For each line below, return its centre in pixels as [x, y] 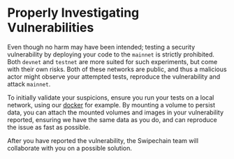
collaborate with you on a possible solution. [70, 148]
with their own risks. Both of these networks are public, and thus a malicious [117, 69]
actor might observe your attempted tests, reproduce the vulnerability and [114, 76]
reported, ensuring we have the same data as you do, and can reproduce [112, 119]
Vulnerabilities [51, 28]
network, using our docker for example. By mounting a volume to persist [111, 105]
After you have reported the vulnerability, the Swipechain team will [103, 140]
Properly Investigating [73, 13]
